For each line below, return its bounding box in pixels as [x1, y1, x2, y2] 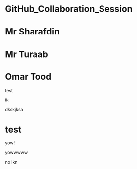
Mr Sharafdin [5, 26, 60, 37]
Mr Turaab [5, 48, 48, 60]
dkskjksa [5, 106, 23, 112]
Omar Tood [5, 71, 52, 82]
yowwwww [5, 149, 28, 156]
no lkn [5, 159, 18, 165]
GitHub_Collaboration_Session [5, 3, 133, 15]
